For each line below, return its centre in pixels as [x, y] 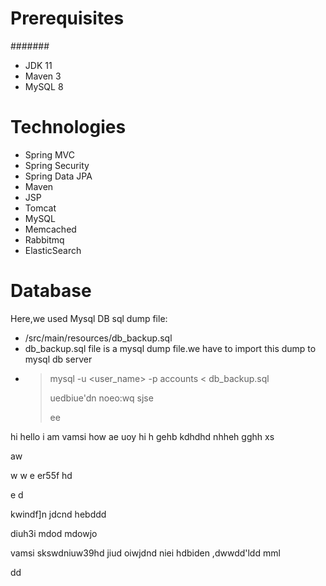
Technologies [68, 127]
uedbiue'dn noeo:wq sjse [101, 398]
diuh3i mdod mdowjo [54, 533]
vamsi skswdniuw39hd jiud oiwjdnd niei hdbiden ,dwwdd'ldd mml [145, 553]
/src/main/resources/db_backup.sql [98, 338]
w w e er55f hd [41, 475]
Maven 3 [43, 76]
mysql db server [58, 359]
